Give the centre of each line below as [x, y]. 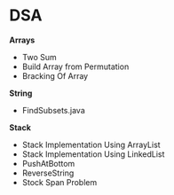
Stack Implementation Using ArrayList [91, 144]
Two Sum [40, 57]
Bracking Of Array [55, 75]
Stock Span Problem [59, 182]
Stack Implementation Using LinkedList [93, 154]
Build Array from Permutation [75, 66]
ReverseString [48, 173]
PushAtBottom [48, 163]
